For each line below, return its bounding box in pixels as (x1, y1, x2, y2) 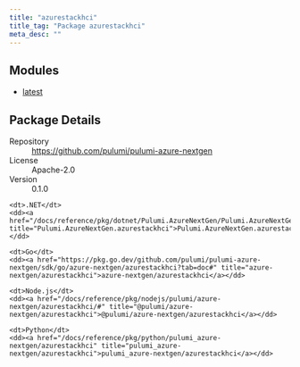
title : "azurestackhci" (9, 13, 98, 22)
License (9, 155, 38, 165)
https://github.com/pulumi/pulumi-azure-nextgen (31, 146, 212, 156)
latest (21, 87, 43, 97)
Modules (9, 63, 60, 78)
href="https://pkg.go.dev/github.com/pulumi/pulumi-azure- (37, 255, 262, 264)
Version (9, 174, 37, 184)
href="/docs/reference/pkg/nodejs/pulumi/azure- (37, 295, 221, 304)
